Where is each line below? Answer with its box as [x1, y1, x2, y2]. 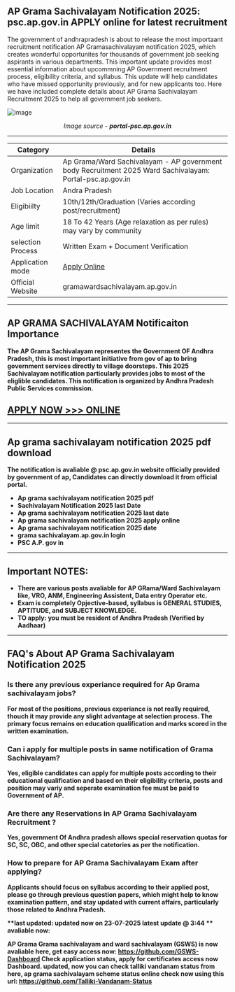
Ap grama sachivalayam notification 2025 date [17, 524, 157, 532]
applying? [7, 867, 42, 877]
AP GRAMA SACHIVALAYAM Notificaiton [7, 318, 189, 330]
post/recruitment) [62, 206, 121, 215]
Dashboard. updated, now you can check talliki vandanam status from [7, 962, 215, 970]
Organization [10, 165, 54, 175]
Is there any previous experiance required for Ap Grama [7, 680, 201, 690]
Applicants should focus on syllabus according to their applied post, [7, 883, 210, 891]
